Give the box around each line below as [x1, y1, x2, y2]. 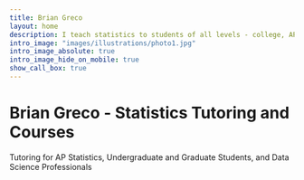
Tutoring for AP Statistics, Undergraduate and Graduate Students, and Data [9, 151, 290, 163]
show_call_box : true [9, 64, 88, 73]
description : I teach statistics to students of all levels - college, [9, 30, 285, 39]
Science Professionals [9, 161, 92, 172]
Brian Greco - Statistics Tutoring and [9, 103, 290, 123]
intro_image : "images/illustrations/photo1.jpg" [9, 38, 196, 48]
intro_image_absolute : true [9, 47, 116, 56]
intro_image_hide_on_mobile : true [9, 55, 140, 64]
